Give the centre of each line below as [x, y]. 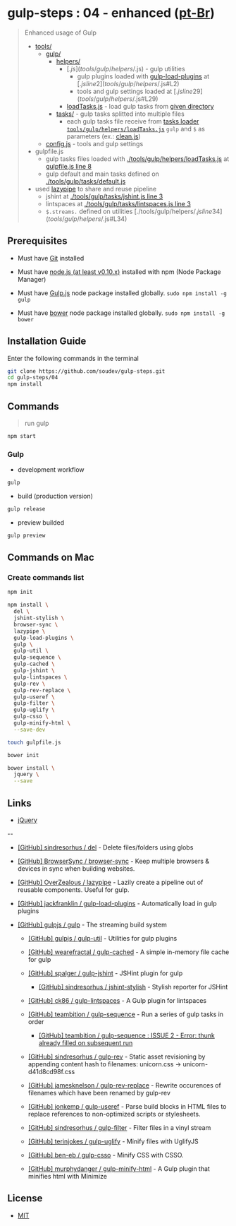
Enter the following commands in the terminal [73, 358]
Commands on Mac [51, 558]
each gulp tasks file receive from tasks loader [133, 121]
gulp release [26, 509]
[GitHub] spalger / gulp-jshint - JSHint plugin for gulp [105, 973]
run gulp [37, 423]
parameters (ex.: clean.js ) [104, 136]
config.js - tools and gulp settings [94, 143]
